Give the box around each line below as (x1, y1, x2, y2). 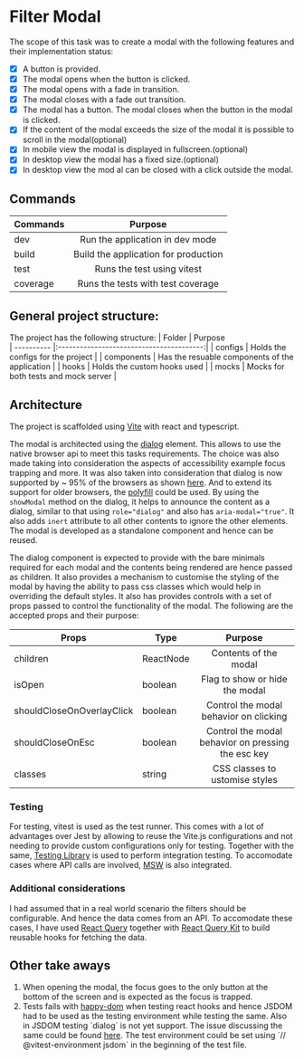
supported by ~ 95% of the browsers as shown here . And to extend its (9, 477, 272, 488)
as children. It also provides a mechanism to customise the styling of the (9, 571, 280, 582)
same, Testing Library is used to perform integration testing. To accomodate (9, 850, 293, 861)
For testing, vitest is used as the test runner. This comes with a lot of (9, 821, 264, 832)
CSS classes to (212, 762, 277, 775)
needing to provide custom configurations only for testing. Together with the (9, 840, 294, 852)
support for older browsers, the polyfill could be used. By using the (9, 486, 260, 497)
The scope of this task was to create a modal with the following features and (9, 36, 295, 47)
